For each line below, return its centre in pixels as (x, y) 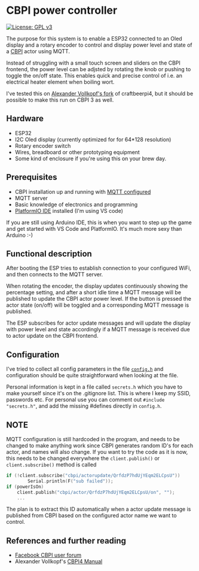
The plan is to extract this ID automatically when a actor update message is (99, 509)
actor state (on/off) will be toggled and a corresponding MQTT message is (98, 305)
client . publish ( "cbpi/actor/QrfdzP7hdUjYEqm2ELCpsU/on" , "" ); (96, 492)
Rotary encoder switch (43, 146)
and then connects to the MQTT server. (55, 274)
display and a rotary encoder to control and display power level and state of (99, 45)
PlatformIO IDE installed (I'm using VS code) (69, 210)
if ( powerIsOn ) (25, 487)
